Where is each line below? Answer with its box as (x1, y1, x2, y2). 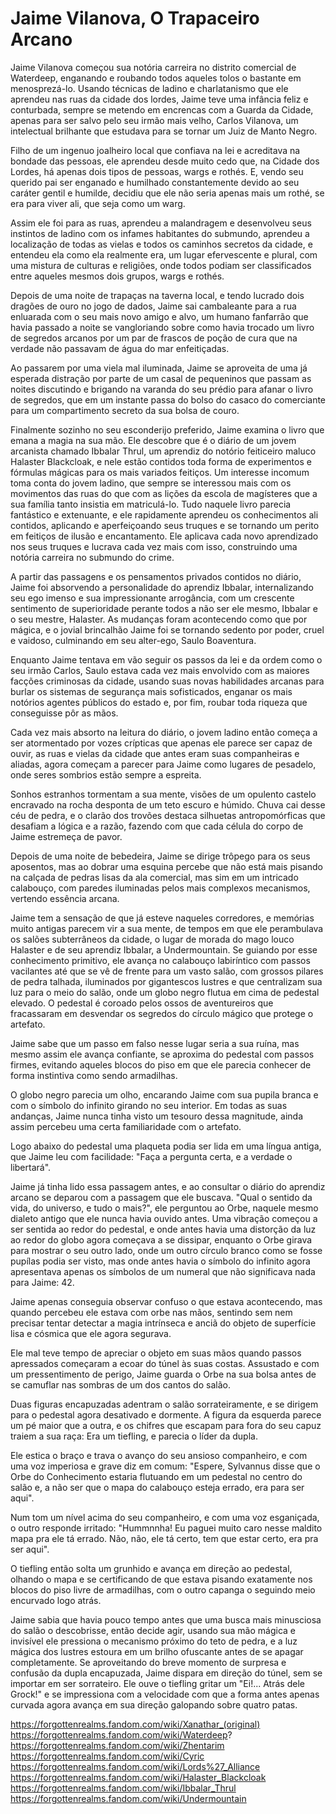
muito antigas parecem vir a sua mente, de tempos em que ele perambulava (10, 922, 324, 934)
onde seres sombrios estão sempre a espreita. (10, 768, 202, 781)
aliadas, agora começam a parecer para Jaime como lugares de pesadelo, (10, 758, 317, 770)
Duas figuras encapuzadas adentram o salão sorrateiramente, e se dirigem (10, 1398, 319, 1410)
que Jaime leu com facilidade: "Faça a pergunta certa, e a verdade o (10, 1150, 293, 1162)
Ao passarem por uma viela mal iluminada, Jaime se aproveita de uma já (10, 362, 308, 374)
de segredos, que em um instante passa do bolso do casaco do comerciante (10, 393, 327, 406)
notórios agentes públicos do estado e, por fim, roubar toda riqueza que (10, 696, 308, 708)
